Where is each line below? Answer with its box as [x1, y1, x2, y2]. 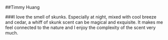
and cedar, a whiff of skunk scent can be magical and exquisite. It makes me [5, 19, 163, 25]
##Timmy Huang [5, 4, 40, 10]
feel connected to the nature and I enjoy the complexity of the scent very [5, 24, 156, 30]
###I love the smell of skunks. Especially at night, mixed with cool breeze [5, 14, 156, 19]
